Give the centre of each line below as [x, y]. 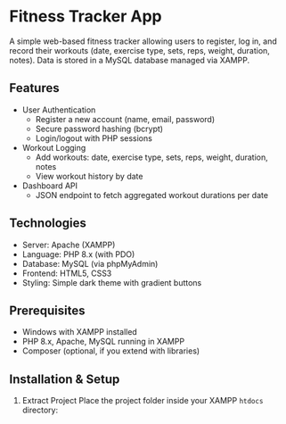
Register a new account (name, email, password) [125, 119]
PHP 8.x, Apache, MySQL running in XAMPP [103, 342]
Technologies [48, 224]
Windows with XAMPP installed [80, 332]
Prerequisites [47, 310]
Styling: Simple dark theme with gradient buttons [112, 282]
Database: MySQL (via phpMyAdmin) [90, 263]
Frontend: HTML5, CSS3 [67, 273]
